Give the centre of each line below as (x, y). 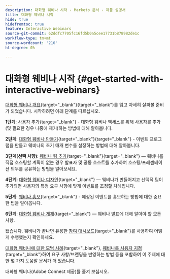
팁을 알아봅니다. (26, 203)
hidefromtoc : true (25, 24)
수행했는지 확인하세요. (32, 237)
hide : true (17, 19)
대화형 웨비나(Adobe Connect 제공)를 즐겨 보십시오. (57, 271)
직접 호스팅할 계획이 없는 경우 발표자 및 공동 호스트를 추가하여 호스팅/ (74, 162)
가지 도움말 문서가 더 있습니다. (46, 260)
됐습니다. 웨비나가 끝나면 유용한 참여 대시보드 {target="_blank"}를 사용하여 (79, 231)
